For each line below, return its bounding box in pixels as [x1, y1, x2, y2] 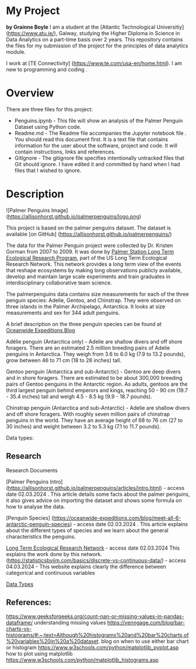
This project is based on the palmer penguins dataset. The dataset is [6, 224, 171, 231]
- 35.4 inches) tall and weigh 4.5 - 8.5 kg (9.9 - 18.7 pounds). [6, 393, 152, 400]
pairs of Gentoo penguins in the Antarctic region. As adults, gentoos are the [6, 380, 188, 387]
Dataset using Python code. [14, 123, 82, 130]
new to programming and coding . [6, 66, 87, 73]
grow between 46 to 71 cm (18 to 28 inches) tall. [6, 356, 121, 363]
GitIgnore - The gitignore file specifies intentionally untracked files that [14, 154, 185, 162]
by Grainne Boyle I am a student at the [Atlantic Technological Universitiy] [6, 23, 184, 30]
